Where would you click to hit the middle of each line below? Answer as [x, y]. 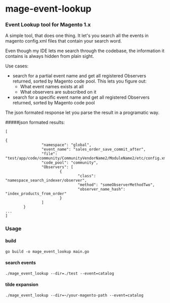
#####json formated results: [35, 123]
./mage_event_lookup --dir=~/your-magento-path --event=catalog [74, 295]
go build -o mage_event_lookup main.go [47, 251]
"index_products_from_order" [36, 194]
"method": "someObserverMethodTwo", [116, 185]
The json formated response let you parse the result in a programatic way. [82, 112]
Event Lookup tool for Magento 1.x [48, 25]
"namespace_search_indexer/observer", [46, 180]
